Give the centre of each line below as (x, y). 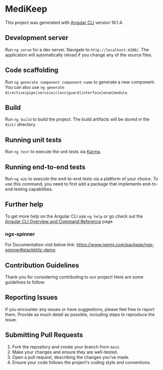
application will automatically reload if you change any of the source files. (79, 55)
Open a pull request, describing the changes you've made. (71, 357)
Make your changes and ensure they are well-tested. (65, 352)
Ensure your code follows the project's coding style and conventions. (81, 362)
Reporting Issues (31, 298)
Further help (24, 204)
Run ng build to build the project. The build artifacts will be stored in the (77, 119)
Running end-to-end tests (45, 167)
